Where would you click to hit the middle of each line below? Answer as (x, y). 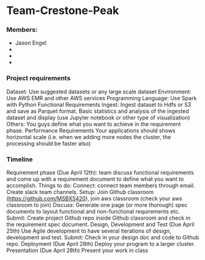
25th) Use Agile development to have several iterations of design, (89, 231)
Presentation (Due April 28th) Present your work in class (77, 250)
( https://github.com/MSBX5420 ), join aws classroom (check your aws (94, 198)
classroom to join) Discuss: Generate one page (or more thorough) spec (97, 205)
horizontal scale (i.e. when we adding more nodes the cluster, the (89, 137)
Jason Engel (31, 43)
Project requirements (39, 78)
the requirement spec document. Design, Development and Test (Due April (100, 225)
